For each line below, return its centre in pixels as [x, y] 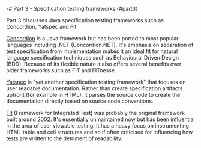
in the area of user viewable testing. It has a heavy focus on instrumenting [98, 125]
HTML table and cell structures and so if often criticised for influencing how [100, 132]
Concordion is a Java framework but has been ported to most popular [92, 38]
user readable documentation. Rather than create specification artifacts [94, 88]
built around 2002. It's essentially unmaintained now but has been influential [100, 119]
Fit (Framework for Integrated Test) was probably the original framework [96, 113]
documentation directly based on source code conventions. [80, 101]
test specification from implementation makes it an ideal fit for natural [92, 51]
